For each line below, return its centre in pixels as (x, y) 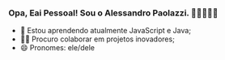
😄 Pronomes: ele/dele (57, 48)
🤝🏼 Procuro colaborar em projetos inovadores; (98, 39)
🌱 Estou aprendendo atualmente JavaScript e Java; (106, 31)
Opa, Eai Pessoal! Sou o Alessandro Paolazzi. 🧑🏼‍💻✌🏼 (113, 13)
